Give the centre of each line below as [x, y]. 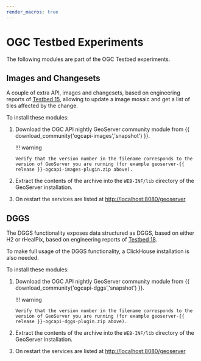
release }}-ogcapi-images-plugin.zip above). [74, 170]
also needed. [23, 258]
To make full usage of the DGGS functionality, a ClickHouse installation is [98, 251]
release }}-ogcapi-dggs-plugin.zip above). [71, 322]
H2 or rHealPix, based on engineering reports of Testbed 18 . [82, 240]
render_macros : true [33, 12]
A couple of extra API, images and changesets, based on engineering [93, 93]
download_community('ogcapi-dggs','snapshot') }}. [80, 288]
